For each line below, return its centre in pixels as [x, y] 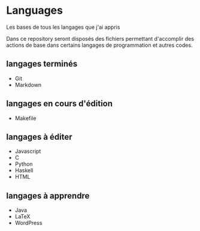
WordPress [28, 223]
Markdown [28, 85]
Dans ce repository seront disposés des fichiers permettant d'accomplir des [100, 38]
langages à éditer [40, 136]
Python [24, 164]
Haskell [24, 170]
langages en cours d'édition [59, 103]
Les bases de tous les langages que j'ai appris [63, 27]
